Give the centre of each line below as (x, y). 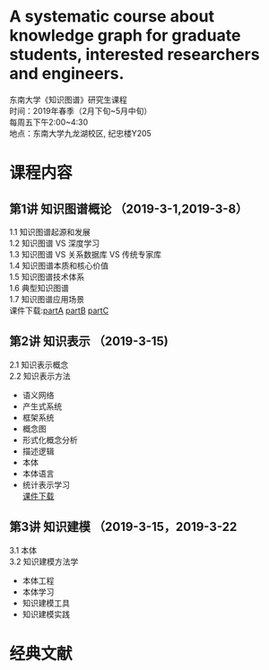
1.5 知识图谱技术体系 (47, 276)
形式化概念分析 (50, 439)
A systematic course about (112, 17)
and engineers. (67, 74)
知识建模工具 (46, 603)
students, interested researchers (134, 55)
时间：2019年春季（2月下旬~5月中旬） (81, 110)
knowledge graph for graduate (125, 35)
